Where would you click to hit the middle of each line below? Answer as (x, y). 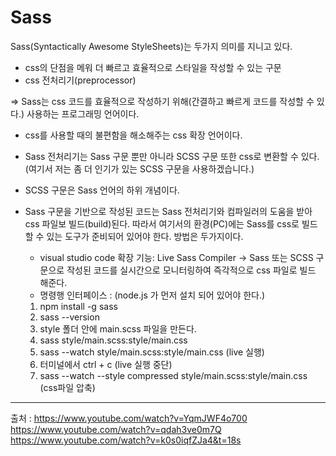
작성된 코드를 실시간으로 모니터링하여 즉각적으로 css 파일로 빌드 (191, 270)
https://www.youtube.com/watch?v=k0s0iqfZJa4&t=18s (126, 440)
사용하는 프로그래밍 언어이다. (83, 113)
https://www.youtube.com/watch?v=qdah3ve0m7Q (116, 429)
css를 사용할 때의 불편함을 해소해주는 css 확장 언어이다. (133, 135)
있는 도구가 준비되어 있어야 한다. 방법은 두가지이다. (145, 236)
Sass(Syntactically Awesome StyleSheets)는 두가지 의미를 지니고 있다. (151, 46)
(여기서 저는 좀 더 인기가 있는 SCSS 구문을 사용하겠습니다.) (139, 168)
